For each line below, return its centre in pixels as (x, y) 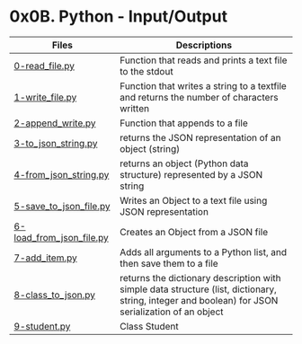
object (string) (150, 148)
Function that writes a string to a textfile (204, 85)
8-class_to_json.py (55, 295)
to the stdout (147, 71)
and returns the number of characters (199, 97)
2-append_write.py (55, 123)
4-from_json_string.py (62, 174)
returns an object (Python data (184, 163)
